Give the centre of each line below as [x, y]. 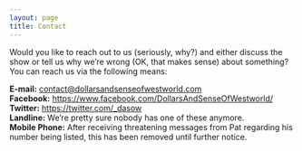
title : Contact [38, 26]
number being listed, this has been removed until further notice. [128, 137]
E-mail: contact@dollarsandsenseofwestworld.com [106, 89]
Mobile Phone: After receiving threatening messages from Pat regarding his [151, 127]
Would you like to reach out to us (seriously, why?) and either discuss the [146, 52]
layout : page [34, 18]
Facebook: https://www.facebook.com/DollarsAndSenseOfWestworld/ [141, 98]
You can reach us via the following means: [88, 71]
